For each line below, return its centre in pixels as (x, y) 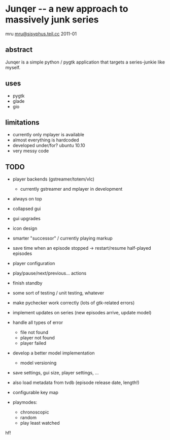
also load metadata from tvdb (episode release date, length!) (76, 383)
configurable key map (35, 393)
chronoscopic (35, 412)
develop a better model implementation (54, 353)
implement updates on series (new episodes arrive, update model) (82, 313)
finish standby (27, 283)
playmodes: (25, 402)
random (28, 418)
